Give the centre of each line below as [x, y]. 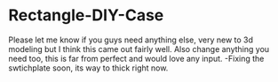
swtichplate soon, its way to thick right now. [88, 68]
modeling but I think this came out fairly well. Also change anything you [139, 48]
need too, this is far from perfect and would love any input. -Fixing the [136, 58]
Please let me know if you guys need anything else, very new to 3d [131, 40]
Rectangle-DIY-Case [86, 15]
